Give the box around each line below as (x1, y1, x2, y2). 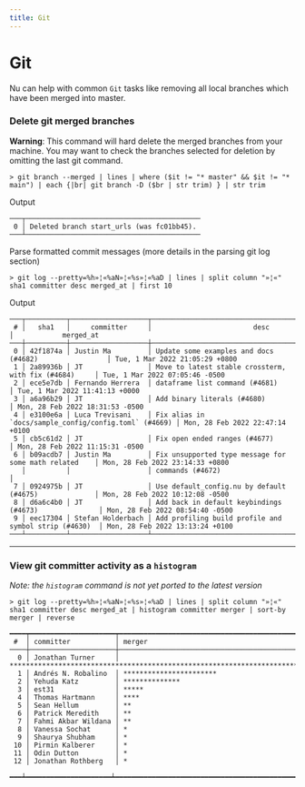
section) (9, 256, 41, 267)
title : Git (9, 13, 51, 23)
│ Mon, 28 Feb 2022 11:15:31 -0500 (9, 442, 144, 451)
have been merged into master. (9, 92, 126, 103)
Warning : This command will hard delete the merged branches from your (9, 136, 283, 146)
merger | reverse (9, 613, 75, 623)
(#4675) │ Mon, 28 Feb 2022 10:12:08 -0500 (9, 489, 230, 499)
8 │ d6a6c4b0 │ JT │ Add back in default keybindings (13, 498, 282, 507)
